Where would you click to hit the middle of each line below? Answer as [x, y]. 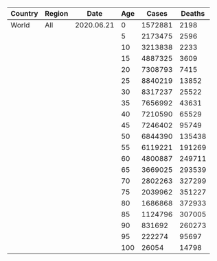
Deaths [193, 13]
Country [24, 13]
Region [56, 13]
